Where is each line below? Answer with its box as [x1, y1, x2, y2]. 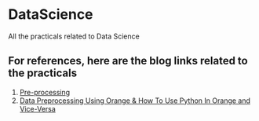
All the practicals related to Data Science [8, 31, 140, 41]
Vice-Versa [19, 104, 57, 113]
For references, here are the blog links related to [8, 54, 249, 68]
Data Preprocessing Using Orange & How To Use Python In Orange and [19, 96, 251, 105]
